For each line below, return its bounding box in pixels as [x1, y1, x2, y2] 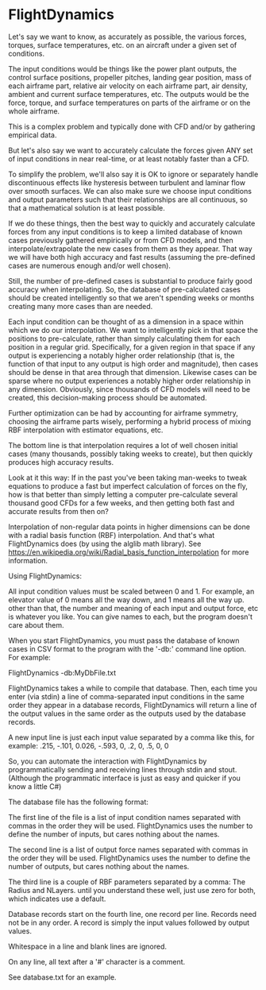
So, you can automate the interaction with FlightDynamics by [8, 756, 207, 766]
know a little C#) [8, 781, 62, 791]
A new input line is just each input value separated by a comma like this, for [8, 733, 255, 742]
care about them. [8, 620, 65, 629]
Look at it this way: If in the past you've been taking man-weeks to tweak [8, 473, 248, 482]
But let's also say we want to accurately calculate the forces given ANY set [8, 145, 253, 155]
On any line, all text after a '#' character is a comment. [8, 957, 186, 966]
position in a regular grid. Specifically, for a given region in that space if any [8, 342, 256, 351]
